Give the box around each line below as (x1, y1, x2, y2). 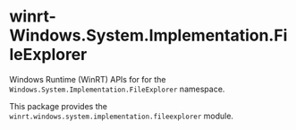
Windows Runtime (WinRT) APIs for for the (9, 74, 166, 84)
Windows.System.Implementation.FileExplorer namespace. (9, 83, 225, 94)
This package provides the (9, 100, 107, 111)
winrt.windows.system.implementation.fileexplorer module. (9, 110, 234, 121)
